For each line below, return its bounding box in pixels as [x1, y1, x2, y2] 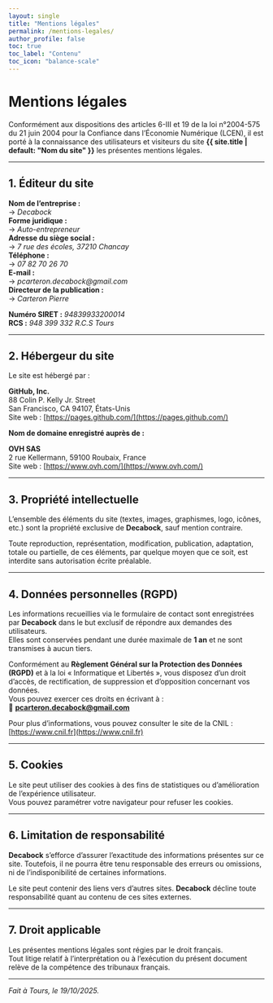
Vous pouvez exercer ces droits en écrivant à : [8, 694, 164, 704]
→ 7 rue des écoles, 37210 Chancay [8, 241, 130, 251]
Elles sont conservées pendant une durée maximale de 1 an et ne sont [8, 635, 243, 644]
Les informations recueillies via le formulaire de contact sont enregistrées [8, 609, 254, 619]
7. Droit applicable [8, 923, 102, 937]
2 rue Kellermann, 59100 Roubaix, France [8, 453, 146, 463]
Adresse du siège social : [8, 233, 95, 243]
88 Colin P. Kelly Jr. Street [8, 395, 96, 405]
